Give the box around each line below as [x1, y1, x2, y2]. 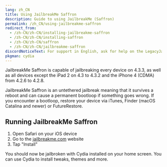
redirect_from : [5, 26, 37, 31]
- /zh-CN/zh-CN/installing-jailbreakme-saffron [9, 30, 110, 35]
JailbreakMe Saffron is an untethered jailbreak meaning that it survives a [5, 87, 154, 93]
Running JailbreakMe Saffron [5, 117, 98, 126]
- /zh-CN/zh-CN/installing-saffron [9, 35, 83, 40]
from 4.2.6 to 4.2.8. [5, 78, 45, 83]
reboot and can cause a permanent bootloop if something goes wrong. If [5, 92, 154, 98]
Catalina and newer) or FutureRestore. [5, 103, 83, 109]
